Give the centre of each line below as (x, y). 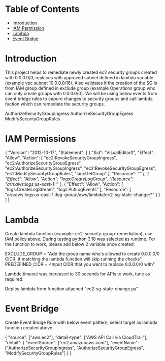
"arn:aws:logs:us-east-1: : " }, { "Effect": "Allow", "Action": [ (64, 184)
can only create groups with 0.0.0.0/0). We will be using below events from (81, 93)
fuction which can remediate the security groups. (55, 104)
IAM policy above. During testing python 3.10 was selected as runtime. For (80, 239)
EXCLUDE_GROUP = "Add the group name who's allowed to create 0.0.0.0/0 (82, 254)
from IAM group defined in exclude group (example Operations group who (80, 88)
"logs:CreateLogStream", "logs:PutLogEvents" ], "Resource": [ (68, 189)
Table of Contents (42, 9)
